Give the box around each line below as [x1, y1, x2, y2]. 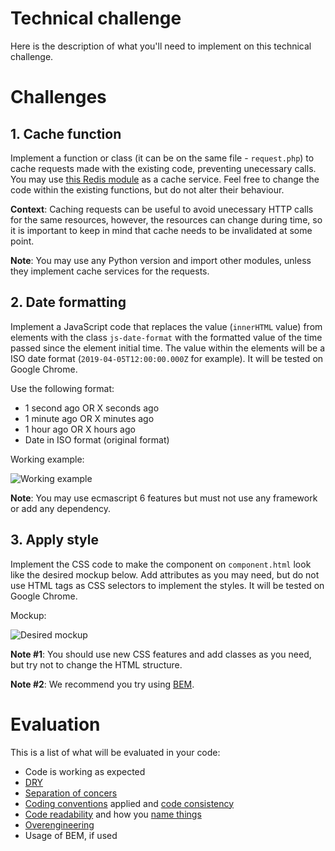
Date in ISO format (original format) [24, 433, 170, 446]
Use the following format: [10, 382, 115, 394]
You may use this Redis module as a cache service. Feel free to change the [10, 173, 320, 185]
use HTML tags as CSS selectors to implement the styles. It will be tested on [10, 579, 325, 591]
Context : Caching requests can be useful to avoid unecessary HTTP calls [10, 203, 314, 215]
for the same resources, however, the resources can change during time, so [10, 213, 323, 226]
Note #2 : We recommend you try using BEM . [10, 678, 195, 690]
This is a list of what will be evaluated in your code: [10, 746, 221, 758]
